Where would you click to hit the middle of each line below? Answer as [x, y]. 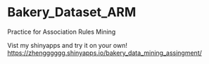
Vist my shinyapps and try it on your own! [68, 45]
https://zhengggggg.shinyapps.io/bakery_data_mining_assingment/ [105, 53]
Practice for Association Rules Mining [62, 32]
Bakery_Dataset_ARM [72, 12]
